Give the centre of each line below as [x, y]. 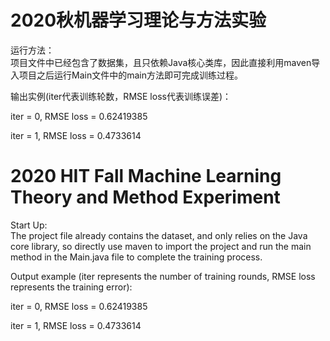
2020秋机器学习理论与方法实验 [138, 20]
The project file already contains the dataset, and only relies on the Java [159, 235]
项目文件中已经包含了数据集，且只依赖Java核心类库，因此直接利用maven [161, 62]
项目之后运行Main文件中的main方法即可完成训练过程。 [130, 75]
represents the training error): [71, 287]
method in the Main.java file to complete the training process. [136, 257]
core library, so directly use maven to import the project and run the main [161, 246]
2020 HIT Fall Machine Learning [146, 176]
